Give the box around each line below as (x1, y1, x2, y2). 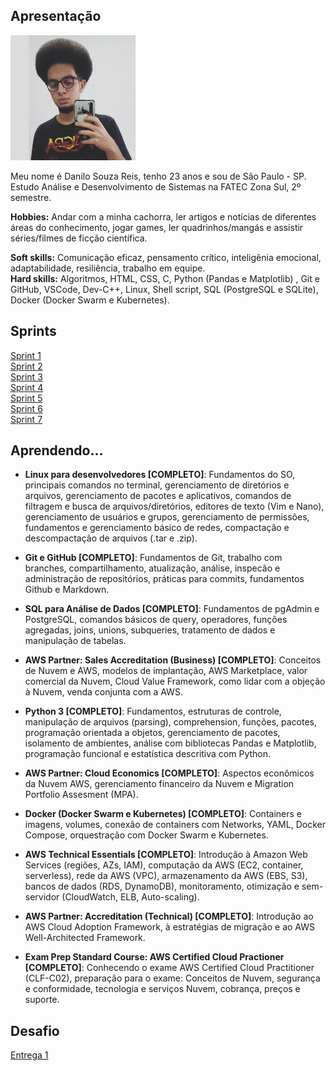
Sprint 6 (10, 402, 43, 414)
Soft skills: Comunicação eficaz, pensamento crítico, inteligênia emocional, (10, 251, 322, 263)
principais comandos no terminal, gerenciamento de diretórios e (24, 479, 290, 491)
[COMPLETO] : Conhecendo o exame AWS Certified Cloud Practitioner (24, 962, 315, 974)
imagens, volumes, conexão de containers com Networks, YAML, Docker (24, 819, 326, 831)
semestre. (10, 191, 52, 203)
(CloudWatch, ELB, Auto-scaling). (61, 891, 200, 903)
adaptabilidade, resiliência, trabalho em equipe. (10, 262, 206, 274)
